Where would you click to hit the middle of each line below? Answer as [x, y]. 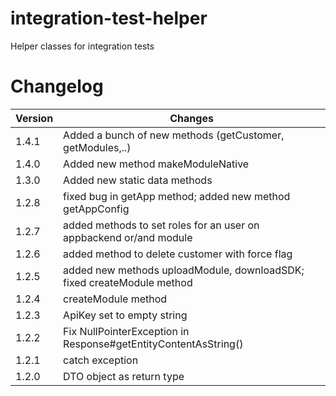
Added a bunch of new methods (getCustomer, [174, 135]
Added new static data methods [138, 180]
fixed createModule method [128, 282]
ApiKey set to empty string [125, 315]
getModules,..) [97, 147]
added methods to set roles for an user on [161, 225]
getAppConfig [96, 209]
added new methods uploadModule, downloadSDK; [184, 270]
